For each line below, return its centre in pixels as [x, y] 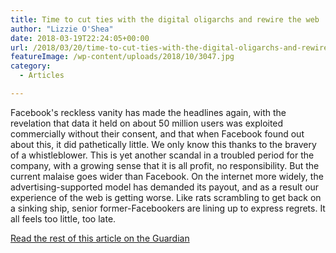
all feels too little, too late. [63, 218]
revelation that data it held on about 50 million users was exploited [147, 123]
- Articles [42, 76]
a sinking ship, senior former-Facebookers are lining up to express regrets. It [168, 208]
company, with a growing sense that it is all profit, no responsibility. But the [165, 165]
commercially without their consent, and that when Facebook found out [157, 133]
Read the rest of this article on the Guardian [100, 238]
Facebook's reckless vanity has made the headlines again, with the [148, 112]
